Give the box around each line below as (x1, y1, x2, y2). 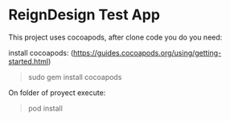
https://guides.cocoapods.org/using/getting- (73, 48, 222, 57)
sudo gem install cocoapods (27, 72, 122, 81)
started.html (8, 56, 49, 66)
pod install (27, 103, 63, 113)
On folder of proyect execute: (8, 87, 106, 98)
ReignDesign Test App (8, 6, 161, 24)
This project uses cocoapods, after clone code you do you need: (8, 32, 223, 42)
